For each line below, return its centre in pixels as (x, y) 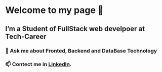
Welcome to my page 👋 (54, 10)
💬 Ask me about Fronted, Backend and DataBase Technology (81, 50)
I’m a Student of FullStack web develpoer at (75, 29)
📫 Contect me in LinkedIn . (38, 64)
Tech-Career (26, 36)
